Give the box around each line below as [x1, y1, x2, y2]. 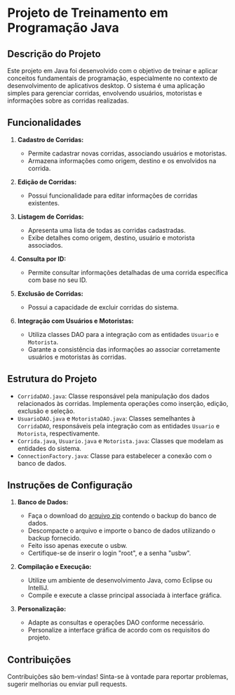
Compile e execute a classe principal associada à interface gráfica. [27, 591, 222, 599]
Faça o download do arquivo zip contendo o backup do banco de [27, 511, 217, 520]
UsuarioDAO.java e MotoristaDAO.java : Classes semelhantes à [17, 414, 196, 423]
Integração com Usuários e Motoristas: [17, 317, 134, 325]
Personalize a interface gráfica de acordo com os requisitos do [27, 626, 210, 635]
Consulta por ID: [17, 255, 67, 263]
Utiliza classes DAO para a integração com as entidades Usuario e [27, 330, 219, 338]
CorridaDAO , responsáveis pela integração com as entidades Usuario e [17, 421, 220, 430]
